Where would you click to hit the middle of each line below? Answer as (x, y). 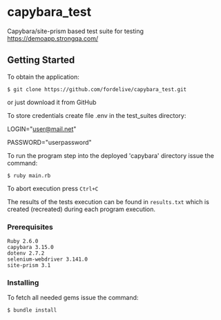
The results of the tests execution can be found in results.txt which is (108, 201)
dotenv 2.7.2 (26, 253)
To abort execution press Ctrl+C (53, 188)
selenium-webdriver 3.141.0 (48, 259)
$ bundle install (32, 310)
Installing (23, 282)
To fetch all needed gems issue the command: (73, 298)
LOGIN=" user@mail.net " (42, 129)
